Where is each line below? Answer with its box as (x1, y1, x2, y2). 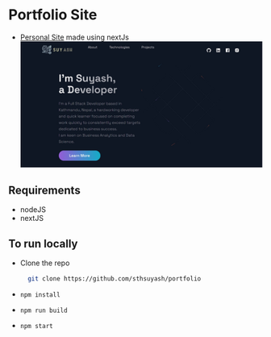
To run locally (8, 236, 78, 251)
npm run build (19, 306, 68, 314)
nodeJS (19, 205, 47, 214)
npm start (19, 322, 54, 330)
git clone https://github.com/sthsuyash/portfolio (27, 274, 202, 283)
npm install (19, 290, 60, 299)
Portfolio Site (8, 6, 98, 24)
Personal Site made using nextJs (19, 32, 129, 42)
